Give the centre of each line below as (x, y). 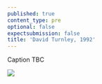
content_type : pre (34, 20)
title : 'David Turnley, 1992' (52, 40)
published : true (31, 14)
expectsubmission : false (44, 33)
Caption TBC (26, 59)
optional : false (31, 27)
